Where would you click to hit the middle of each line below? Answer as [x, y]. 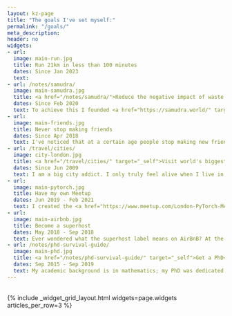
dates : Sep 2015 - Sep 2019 [54, 264]
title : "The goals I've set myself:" [61, 20]
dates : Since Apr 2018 [46, 136]
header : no [23, 39]
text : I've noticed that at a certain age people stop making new [111, 142]
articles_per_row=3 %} [40, 305]
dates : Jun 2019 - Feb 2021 [54, 200]
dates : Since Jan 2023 [46, 71]
